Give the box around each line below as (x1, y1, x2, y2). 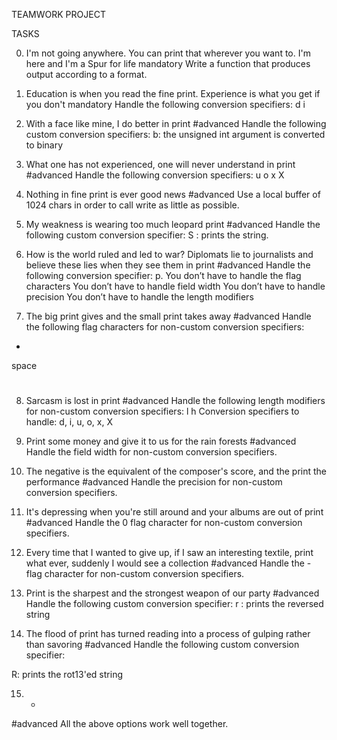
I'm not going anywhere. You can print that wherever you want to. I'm (25, 47, 311, 59)
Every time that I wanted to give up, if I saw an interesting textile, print (25, 547, 314, 559)
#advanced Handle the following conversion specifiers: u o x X (25, 169, 285, 181)
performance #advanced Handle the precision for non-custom (25, 476, 283, 488)
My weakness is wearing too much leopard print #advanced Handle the (25, 219, 321, 230)
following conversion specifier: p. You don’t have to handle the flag (25, 270, 302, 281)
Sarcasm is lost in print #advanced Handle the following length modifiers (25, 395, 326, 407)
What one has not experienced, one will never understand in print (25, 159, 296, 170)
